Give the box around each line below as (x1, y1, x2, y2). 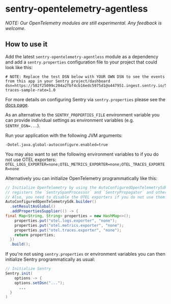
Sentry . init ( (5, 271, 33, 276)
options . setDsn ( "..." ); (14, 280, 65, 285)
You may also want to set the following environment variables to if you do (5, 151, 159, 157)
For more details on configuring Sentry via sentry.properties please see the (5, 96, 166, 102)
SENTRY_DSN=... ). (5, 123, 41, 129)
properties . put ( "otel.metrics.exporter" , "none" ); (14, 223, 124, 228)
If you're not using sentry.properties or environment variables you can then (5, 251, 165, 257)
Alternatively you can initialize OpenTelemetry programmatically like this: (5, 175, 158, 181)
